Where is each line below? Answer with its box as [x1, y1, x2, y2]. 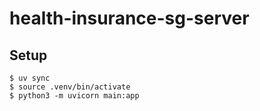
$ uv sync [9, 73, 51, 83]
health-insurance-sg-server [9, 7, 250, 30]
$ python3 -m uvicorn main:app [9, 91, 140, 101]
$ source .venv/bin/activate [9, 82, 131, 92]
